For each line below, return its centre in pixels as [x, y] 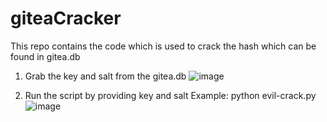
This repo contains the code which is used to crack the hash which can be [163, 46]
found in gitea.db [45, 56]
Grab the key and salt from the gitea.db [105, 76]
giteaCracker [66, 18]
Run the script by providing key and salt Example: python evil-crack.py [170, 95]
